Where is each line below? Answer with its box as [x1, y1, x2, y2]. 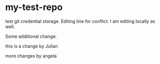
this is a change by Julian [5, 43, 58, 49]
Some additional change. [5, 33, 57, 39]
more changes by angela [5, 52, 57, 59]
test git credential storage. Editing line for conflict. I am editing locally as [5, 18, 155, 24]
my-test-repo [5, 2, 63, 13]
